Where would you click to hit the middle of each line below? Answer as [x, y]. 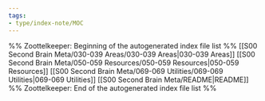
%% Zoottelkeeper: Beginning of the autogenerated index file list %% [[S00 [133, 45]
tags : [17, 16]
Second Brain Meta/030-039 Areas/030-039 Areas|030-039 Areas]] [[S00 [132, 54]
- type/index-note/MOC [46, 23]
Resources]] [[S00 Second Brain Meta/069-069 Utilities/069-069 [116, 71]
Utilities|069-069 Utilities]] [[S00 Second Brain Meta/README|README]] [129, 80]
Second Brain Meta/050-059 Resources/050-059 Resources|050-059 [124, 62]
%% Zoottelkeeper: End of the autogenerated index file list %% [113, 87]
